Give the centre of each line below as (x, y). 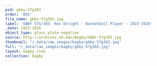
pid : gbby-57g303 (23, 10)
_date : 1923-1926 (23, 28)
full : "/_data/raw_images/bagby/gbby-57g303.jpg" (58, 47)
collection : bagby (24, 56)
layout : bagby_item (25, 51)
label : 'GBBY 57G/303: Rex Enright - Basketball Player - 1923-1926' (79, 24)
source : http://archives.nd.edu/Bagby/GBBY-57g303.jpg (63, 38)
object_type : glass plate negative (42, 33)
